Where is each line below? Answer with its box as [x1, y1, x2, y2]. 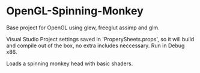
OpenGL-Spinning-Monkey [6, 4, 144, 18]
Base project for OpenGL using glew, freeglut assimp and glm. [6, 24, 160, 31]
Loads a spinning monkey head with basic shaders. [6, 60, 133, 67]
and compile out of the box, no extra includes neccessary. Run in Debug [6, 42, 185, 49]
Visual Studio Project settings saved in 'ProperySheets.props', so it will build [6, 35, 195, 42]
